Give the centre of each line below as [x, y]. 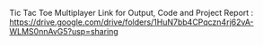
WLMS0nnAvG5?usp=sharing [64, 31]
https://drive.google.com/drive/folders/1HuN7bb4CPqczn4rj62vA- [131, 22]
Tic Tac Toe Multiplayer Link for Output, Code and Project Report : [131, 13]
